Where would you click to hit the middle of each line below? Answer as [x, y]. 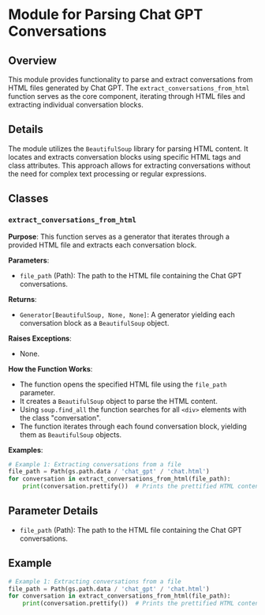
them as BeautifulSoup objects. [71, 434]
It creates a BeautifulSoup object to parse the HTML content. [119, 401]
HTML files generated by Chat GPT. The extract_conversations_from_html [129, 88]
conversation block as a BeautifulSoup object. [94, 323]
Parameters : [29, 260]
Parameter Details [53, 511]
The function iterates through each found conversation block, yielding [133, 426]
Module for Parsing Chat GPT [106, 15]
